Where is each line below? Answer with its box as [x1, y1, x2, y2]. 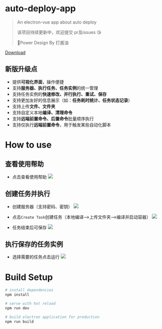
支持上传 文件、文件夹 [12, 103, 55, 109]
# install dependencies [5, 288, 54, 293]
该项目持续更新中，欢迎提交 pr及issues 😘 [17, 29, 102, 35]
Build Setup [5, 272, 53, 282]
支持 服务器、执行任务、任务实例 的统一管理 [12, 85, 98, 91]
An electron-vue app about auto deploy [17, 19, 97, 25]
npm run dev [5, 305, 29, 310]
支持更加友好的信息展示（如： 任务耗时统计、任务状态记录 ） [12, 97, 133, 103]
